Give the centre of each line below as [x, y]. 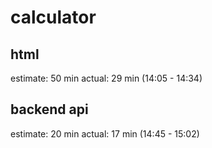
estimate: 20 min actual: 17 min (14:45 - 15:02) [105, 133]
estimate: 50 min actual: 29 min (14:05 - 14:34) [106, 78]
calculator [53, 17]
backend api [49, 109]
